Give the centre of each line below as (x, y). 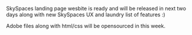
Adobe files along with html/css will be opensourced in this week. (86, 26)
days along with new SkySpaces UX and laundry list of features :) (86, 15)
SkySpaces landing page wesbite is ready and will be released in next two (96, 8)
